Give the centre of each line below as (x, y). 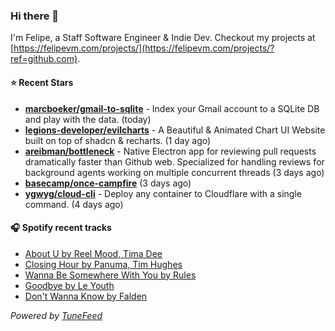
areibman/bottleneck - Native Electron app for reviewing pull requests (170, 151)
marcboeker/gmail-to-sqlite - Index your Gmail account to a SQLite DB (172, 108)
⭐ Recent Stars (42, 82)
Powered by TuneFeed (56, 315)
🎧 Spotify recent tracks (61, 228)
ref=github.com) (44, 59)
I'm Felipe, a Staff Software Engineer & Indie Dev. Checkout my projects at (163, 38)
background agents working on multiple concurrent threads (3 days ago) (174, 172)
